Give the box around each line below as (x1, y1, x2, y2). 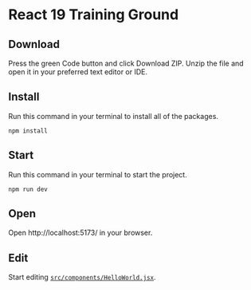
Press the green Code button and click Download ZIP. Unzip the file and (8, 58, 245, 68)
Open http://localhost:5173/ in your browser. (8, 228, 153, 237)
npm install (8, 126, 48, 135)
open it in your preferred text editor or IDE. (8, 67, 148, 77)
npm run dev (8, 185, 48, 193)
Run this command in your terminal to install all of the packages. (8, 111, 219, 121)
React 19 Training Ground (8, 6, 179, 24)
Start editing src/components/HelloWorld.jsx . (8, 272, 157, 282)
